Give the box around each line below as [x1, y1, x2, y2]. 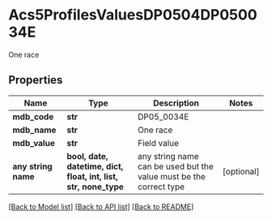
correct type [137, 181, 185, 192]
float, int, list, [66, 170, 119, 182]
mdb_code [12, 111, 54, 122]
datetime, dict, [66, 161, 124, 172]
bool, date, [66, 150, 108, 161]
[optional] [222, 165, 260, 177]
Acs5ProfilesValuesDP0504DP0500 [8, 6, 257, 24]
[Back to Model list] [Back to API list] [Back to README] [8, 201, 194, 212]
